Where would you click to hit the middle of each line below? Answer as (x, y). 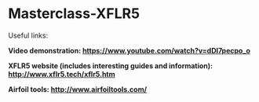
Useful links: (28, 35)
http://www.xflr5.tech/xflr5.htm (62, 74)
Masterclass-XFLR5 (74, 14)
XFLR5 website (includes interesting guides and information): (111, 66)
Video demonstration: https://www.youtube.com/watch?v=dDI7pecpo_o (129, 50)
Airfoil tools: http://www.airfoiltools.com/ (78, 89)
